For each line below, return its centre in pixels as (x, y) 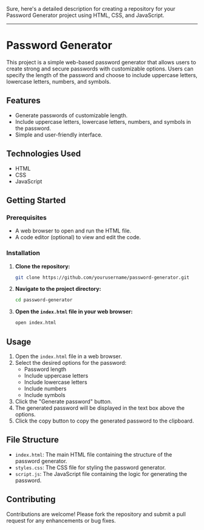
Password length (45, 369)
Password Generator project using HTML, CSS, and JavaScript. (85, 15)
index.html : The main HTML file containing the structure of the (93, 454)
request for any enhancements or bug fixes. (61, 520)
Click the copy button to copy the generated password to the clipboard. (104, 421)
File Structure (32, 440)
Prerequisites (26, 217)
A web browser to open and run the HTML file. (73, 231)
